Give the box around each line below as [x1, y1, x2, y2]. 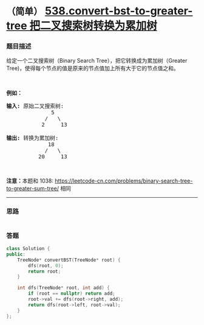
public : [6, 251, 26, 257]
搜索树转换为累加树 [61, 19, 157, 33]
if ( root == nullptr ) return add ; [28, 290, 115, 297]
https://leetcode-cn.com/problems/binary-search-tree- [54, 177, 193, 184]
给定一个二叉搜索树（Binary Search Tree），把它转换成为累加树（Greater [6, 57, 188, 65]
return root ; [28, 268, 61, 274]
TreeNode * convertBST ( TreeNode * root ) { [17, 257, 121, 263]
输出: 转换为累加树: [6, 135, 59, 142]
